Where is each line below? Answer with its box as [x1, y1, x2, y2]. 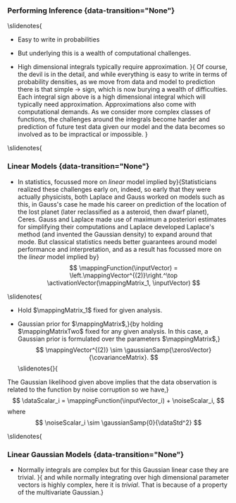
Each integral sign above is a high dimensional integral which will [17, 92, 206, 101]
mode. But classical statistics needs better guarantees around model [17, 237, 217, 246]
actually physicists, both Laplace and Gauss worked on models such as [17, 193, 225, 201]
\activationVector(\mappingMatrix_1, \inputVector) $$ [46, 278, 201, 287]
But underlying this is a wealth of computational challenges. [17, 49, 192, 58]
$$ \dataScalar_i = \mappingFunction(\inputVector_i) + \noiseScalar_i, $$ [12, 396, 225, 404]
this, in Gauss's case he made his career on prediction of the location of [17, 200, 227, 208]
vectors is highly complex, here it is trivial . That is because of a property [17, 480, 228, 489]
